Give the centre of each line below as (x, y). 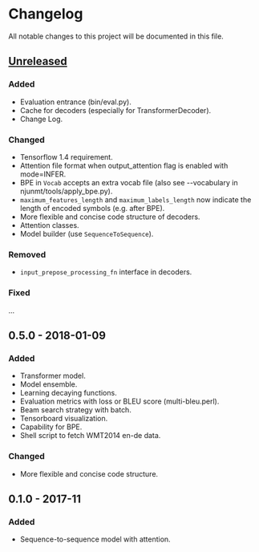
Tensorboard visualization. (64, 419)
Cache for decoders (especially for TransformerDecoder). (115, 110)
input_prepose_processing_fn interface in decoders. (106, 272)
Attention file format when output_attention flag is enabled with (124, 165)
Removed (27, 254)
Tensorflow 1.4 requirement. (67, 156)
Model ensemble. (49, 384)
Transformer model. (53, 376)
